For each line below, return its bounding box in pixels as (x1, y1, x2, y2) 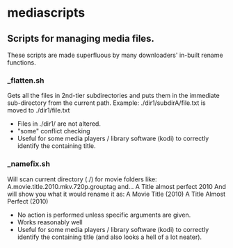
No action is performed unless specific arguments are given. (17, 210, 191, 219)
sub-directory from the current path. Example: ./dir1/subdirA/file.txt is (7, 99, 207, 107)
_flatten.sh (7, 75, 45, 85)
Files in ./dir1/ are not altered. (17, 119, 101, 128)
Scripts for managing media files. (7, 33, 155, 44)
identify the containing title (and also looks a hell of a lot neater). (17, 233, 202, 241)
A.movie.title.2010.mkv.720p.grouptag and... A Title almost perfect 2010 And (7, 182, 226, 190)
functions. (7, 58, 36, 67)
